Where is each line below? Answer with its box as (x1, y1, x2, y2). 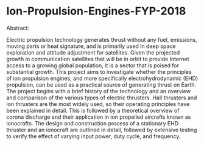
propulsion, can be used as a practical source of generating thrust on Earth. (6, 81, 197, 88)
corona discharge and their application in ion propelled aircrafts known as (6, 113, 191, 121)
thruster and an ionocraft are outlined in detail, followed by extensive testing (6, 126, 197, 133)
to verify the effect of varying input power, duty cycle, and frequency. (6, 132, 181, 140)
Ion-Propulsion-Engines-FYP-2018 (6, 4, 186, 18)
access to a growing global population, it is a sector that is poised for (6, 62, 180, 69)
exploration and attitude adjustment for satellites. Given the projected (6, 48, 180, 56)
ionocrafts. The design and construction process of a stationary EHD (6, 119, 179, 127)
